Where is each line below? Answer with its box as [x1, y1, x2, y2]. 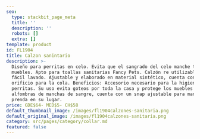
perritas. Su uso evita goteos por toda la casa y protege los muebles [11, 86, 193, 92]
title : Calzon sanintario [6, 53, 70, 59]
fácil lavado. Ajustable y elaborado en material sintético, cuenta [11, 75, 185, 80]
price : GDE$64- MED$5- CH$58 [6, 102, 79, 108]
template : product [6, 42, 52, 48]
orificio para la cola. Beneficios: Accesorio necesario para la [11, 80, 177, 86]
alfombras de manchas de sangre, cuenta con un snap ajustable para [11, 91, 185, 97]
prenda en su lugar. [11, 96, 62, 102]
